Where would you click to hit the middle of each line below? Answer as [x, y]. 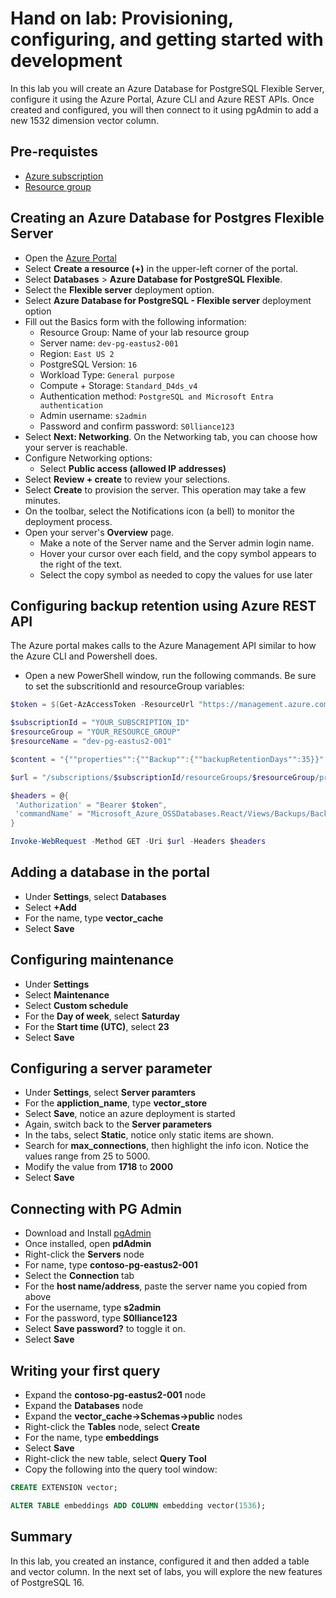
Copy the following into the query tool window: [121, 1469]
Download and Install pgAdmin [88, 1233]
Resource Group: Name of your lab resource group [144, 332]
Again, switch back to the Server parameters [118, 1124]
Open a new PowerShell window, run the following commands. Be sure [170, 676]
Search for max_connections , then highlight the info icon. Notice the [166, 1146]
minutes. [43, 500]
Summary [41, 1537]
